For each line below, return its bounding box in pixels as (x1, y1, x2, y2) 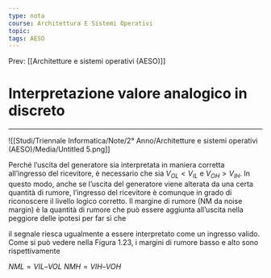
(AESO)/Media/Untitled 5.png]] (8, 144, 110, 154)
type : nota (8, 11, 45, 20)
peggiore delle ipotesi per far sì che (8, 213, 127, 222)
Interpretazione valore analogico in (8, 85, 248, 103)
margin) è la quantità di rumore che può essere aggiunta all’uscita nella (8, 205, 244, 214)
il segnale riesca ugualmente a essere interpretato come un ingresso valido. (8, 229, 261, 239)
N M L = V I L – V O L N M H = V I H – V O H (8, 261, 122, 271)
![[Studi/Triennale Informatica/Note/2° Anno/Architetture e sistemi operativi (8, 136, 258, 146)
